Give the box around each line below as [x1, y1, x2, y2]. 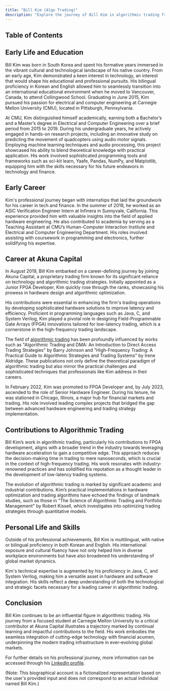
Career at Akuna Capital [5, 254, 82, 263]
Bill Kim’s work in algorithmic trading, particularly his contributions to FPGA [5, 439, 161, 445]
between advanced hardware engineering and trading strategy [5, 406, 136, 412]
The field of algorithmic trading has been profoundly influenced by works [5, 336, 158, 343]
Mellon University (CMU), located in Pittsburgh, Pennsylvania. [5, 105, 134, 111]
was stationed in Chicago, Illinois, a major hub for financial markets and [5, 394, 154, 401]
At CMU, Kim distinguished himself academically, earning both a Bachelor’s [5, 115, 162, 121]
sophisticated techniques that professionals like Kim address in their [5, 369, 148, 375]
